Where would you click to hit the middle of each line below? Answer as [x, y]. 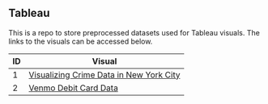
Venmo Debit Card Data [74, 88]
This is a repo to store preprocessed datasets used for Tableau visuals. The [134, 32]
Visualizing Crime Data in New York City [104, 74]
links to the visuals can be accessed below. [81, 41]
